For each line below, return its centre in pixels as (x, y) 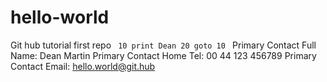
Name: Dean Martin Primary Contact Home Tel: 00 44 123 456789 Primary (163, 55)
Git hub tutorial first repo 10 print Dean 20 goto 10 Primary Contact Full (163, 45)
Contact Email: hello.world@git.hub (83, 66)
